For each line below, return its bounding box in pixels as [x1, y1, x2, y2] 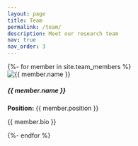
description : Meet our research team [7, 30, 119, 37]
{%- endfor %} [7, 131, 51, 140]
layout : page [7, 10, 46, 18]
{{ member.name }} [7, 86, 66, 95]
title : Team [7, 17, 42, 24]
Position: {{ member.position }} [7, 104, 99, 112]
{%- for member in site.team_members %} [7, 63, 132, 71]
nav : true [7, 37, 37, 44]
